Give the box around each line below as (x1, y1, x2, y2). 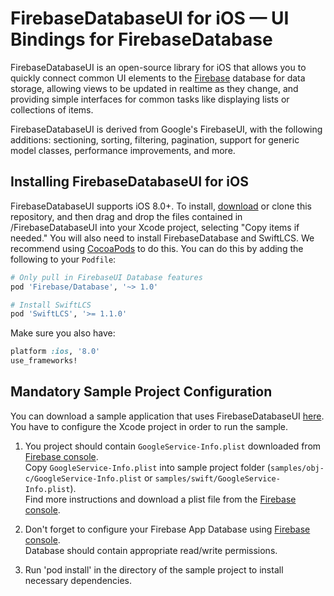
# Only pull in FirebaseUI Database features (10, 272, 203, 282)
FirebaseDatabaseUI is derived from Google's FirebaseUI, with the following (10, 123, 323, 135)
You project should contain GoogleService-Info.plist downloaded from (24, 440, 322, 452)
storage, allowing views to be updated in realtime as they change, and (10, 82, 299, 94)
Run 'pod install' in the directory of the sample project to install (24, 563, 284, 576)
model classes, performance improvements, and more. (10, 144, 236, 156)
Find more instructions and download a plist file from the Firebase (24, 493, 297, 505)
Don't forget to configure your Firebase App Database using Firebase (24, 523, 311, 535)
